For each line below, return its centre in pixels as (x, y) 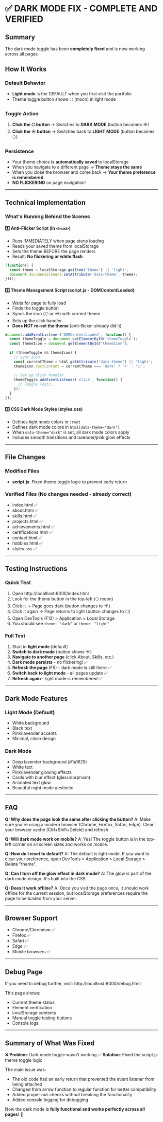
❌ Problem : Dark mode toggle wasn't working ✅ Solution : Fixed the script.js (81, 1055)
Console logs (25, 1023)
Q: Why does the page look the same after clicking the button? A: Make (78, 819)
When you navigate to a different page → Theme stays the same (77, 167)
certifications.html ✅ (33, 532)
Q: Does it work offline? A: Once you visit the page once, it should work (77, 888)
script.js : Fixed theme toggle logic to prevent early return (69, 482)
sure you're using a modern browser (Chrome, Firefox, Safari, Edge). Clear (80, 824)
